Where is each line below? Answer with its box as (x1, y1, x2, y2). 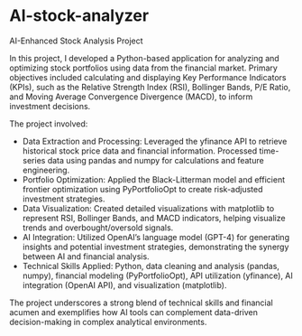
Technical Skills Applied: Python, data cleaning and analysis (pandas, (22, 260, 279, 271)
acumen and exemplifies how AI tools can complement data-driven (9, 306, 259, 317)
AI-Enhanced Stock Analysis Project (9, 35, 143, 46)
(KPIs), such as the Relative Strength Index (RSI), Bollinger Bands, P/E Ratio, (9, 81, 291, 92)
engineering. (22, 164, 70, 175)
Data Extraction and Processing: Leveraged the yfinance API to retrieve (22, 135, 288, 146)
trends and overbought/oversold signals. (22, 222, 174, 233)
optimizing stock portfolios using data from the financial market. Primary (9, 62, 278, 73)
